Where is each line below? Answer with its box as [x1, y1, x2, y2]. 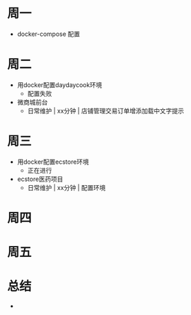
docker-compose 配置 [17, 30, 81, 38]
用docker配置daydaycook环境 [17, 80, 102, 89]
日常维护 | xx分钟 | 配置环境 [27, 183, 105, 191]
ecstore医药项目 [17, 175, 63, 183]
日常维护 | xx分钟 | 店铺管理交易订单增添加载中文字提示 [27, 106, 184, 115]
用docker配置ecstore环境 [17, 157, 90, 166]
